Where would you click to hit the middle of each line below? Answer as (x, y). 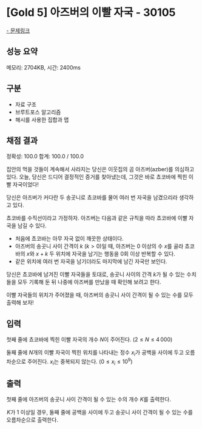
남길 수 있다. (32, 225)
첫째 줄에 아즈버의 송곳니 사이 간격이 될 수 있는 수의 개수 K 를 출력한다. (89, 399)
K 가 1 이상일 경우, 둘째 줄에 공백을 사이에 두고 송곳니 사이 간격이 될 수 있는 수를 (100, 413)
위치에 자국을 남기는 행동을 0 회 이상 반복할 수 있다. (116, 254)
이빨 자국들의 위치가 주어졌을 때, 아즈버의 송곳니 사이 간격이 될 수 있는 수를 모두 (100, 295)
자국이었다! (26, 185)
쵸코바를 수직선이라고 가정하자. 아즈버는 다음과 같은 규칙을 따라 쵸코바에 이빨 (97, 218)
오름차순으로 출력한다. (32, 420)
